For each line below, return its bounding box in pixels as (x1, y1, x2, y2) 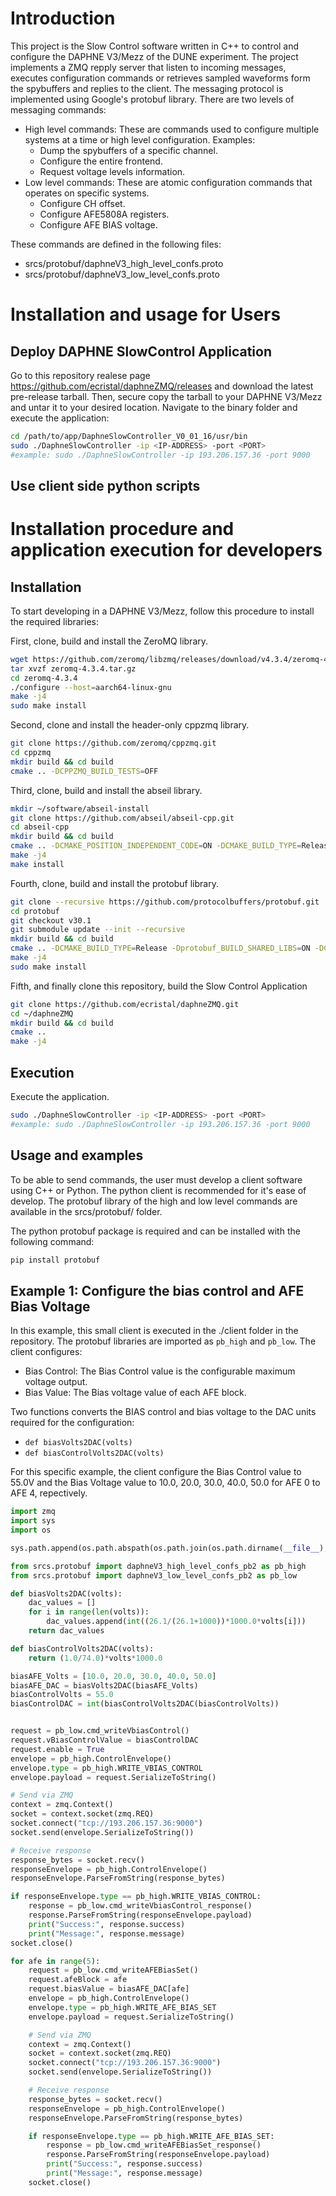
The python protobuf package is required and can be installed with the (10, 1225, 301, 1237)
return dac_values (28, 1626, 105, 1636)
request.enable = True (10, 1744, 105, 1754)
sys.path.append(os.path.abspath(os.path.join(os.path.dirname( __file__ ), (10, 1543, 329, 1553)
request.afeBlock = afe (28, 1975, 128, 1985)
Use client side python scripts (10, 477, 201, 494)
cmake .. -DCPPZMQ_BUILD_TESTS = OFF (10, 766, 159, 776)
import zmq (10, 1507, 56, 1517)
